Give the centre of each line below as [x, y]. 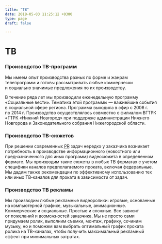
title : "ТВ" [17, 9]
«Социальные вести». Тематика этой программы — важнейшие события [81, 102]
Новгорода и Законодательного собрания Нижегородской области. [75, 123]
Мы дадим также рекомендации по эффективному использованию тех [79, 172]
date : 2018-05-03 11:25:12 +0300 [39, 14]
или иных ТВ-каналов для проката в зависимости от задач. [67, 177]
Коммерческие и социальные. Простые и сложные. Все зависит [72, 211]
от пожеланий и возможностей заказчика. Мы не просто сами [70, 216]
